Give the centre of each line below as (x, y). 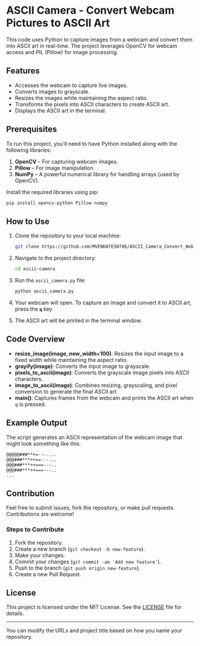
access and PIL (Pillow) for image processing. (62, 52)
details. (15, 613)
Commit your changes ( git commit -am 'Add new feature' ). (88, 561)
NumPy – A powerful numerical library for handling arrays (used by (97, 174)
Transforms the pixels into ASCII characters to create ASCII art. (92, 104)
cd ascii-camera (35, 269)
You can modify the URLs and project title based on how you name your (94, 631)
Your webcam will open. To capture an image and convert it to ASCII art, (103, 302)
